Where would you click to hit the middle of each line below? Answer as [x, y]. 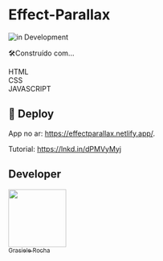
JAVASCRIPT [30, 88]
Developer [35, 174]
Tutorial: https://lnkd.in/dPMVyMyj [65, 149]
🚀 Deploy [31, 114]
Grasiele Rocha [29, 251]
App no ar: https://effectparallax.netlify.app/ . [82, 133]
